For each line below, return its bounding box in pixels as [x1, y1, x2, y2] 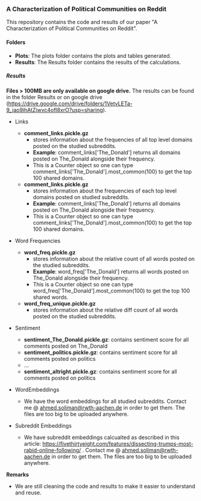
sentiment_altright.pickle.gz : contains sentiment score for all [23, 368, 177, 375]
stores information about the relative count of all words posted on [32, 255, 195, 263]
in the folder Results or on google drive [6, 94, 103, 101]
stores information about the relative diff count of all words [32, 306, 178, 314]
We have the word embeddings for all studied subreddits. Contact [23, 398, 187, 405]
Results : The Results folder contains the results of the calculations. [14, 58, 181, 66]
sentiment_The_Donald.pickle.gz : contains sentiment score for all [23, 336, 189, 343]
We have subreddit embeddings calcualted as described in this [23, 434, 180, 441]
